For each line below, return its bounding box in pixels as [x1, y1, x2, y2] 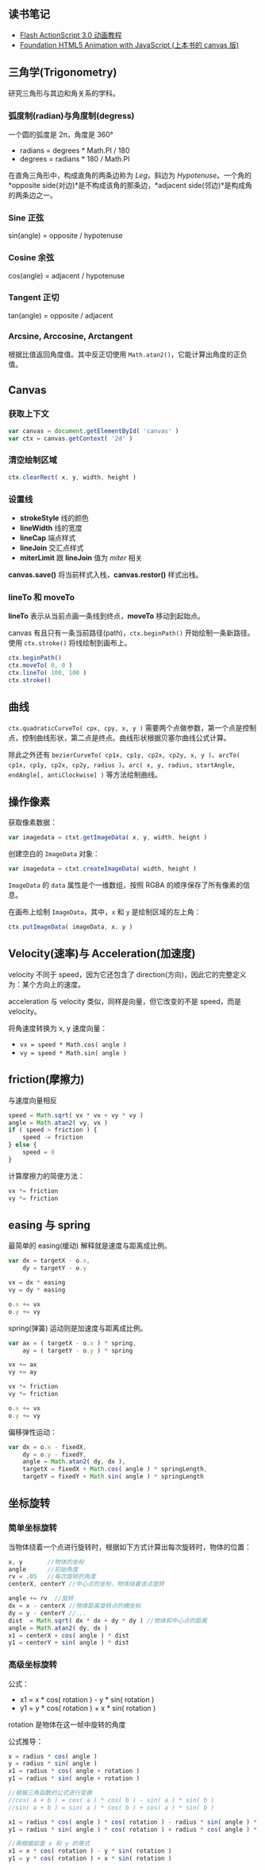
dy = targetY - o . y [22, 1264, 87, 1272]
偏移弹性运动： [8, 1427, 57, 1436]
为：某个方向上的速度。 [8, 980, 85, 989]
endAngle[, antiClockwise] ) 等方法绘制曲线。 [8, 769, 163, 779]
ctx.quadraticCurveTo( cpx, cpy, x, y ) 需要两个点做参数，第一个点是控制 [8, 723, 256, 732]
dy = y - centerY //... [8, 1609, 87, 1617]
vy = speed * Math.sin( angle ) [19, 1049, 127, 1057]
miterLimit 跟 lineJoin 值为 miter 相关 [19, 553, 143, 563]
